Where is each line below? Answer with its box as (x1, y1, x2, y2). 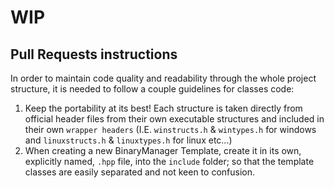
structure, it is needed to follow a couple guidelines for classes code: (10, 83, 295, 95)
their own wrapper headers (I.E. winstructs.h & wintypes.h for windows (24, 124, 317, 135)
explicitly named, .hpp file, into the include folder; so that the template (24, 156, 315, 167)
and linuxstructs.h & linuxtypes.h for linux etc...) (24, 134, 233, 146)
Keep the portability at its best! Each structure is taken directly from (24, 102, 303, 114)
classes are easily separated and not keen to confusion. (24, 166, 255, 178)
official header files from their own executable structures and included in (24, 113, 325, 125)
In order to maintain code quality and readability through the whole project (10, 72, 317, 84)
